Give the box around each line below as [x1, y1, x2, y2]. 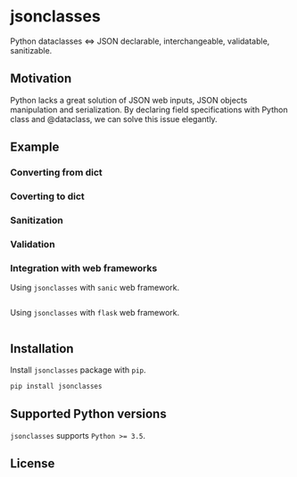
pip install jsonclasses [10, 382, 103, 391]
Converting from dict [10, 167, 103, 179]
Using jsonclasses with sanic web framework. [10, 283, 180, 293]
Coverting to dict [10, 190, 85, 202]
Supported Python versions [10, 407, 168, 422]
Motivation [10, 71, 72, 86]
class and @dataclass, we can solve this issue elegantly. [10, 113, 218, 124]
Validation [10, 238, 56, 251]
